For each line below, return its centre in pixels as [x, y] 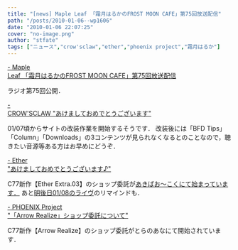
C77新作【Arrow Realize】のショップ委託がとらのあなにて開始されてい [111, 230]
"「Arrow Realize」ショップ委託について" [68, 215]
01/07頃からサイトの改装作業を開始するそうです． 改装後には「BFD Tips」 [117, 128]
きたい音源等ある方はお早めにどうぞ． [63, 146]
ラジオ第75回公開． [36, 91]
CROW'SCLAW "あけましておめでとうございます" [79, 113]
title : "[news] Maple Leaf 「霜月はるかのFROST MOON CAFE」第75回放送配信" [114, 14]
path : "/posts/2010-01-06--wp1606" [60, 21]
